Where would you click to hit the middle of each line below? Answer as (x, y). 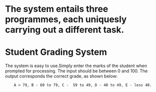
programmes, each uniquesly (66, 19)
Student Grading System (56, 52)
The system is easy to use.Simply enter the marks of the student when (76, 66)
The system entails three (57, 9)
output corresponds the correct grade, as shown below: (61, 76)
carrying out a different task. (65, 30)
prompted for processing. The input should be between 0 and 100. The (76, 71)
